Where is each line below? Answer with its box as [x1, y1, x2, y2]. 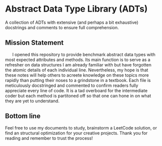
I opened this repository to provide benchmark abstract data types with [12, 51, 156, 57]
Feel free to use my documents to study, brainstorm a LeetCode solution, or [5, 125, 157, 130]
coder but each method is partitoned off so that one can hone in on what [5, 93, 151, 98]
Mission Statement [5, 39, 64, 47]
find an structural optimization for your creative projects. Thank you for [5, 130, 148, 136]
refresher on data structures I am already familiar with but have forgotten [5, 62, 152, 67]
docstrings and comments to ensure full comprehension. [5, 24, 119, 30]
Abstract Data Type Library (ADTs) [5, 3, 148, 15]
